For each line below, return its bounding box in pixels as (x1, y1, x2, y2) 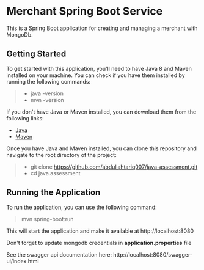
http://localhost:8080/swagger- (112, 250, 193, 258)
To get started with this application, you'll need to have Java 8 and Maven (6, 65, 192, 72)
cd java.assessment (30, 169, 81, 177)
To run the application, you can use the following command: (6, 203, 157, 211)
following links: (6, 114, 44, 122)
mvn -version (30, 96, 64, 103)
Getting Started (6, 49, 67, 59)
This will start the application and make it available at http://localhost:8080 (6, 227, 194, 235)
